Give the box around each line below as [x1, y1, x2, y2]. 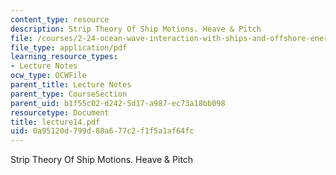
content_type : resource [10, 14, 110, 25]
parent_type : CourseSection [10, 89, 128, 99]
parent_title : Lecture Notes [10, 80, 132, 90]
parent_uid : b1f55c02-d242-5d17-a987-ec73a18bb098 [10, 98, 226, 108]
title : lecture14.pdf [10, 117, 101, 127]
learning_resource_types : [10, 52, 118, 62]
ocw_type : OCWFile [10, 71, 87, 81]
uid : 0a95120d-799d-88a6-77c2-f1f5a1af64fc [10, 126, 195, 136]
